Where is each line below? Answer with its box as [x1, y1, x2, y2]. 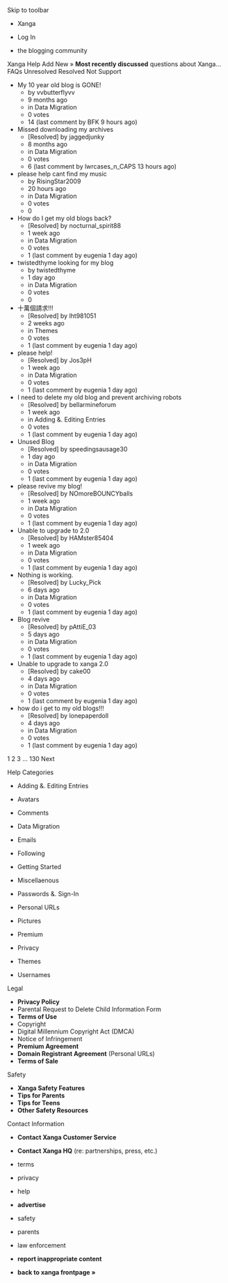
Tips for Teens [17, 1099, 60, 1107]
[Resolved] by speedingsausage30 [27, 445, 128, 453]
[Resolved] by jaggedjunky [27, 132, 105, 141]
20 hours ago [27, 185, 67, 192]
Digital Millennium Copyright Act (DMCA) [17, 1027, 135, 1036]
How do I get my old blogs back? [17, 214, 112, 222]
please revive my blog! [17, 482, 83, 490]
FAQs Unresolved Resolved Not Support [7, 68, 122, 75]
